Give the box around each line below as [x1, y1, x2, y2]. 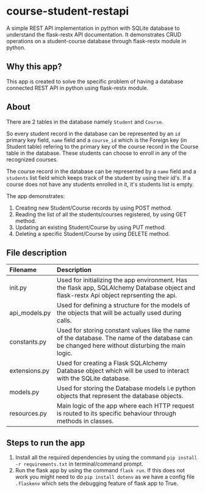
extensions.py [9, 367, 50, 375]
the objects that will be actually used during [57, 309, 182, 317]
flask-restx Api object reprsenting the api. [57, 291, 177, 300]
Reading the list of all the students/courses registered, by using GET [15, 210, 187, 218]
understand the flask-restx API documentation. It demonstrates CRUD [6, 30, 182, 38]
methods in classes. [57, 417, 114, 425]
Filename [9, 266, 37, 274]
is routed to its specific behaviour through [57, 410, 177, 418]
